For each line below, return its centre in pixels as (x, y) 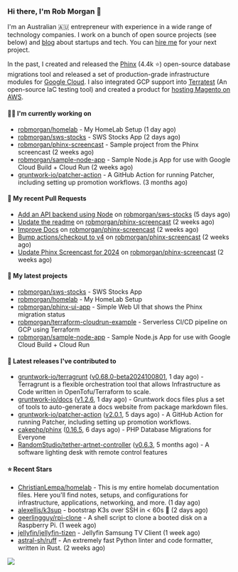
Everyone (32, 438)
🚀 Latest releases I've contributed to (62, 361)
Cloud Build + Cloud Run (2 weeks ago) (75, 167)
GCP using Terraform (49, 329)
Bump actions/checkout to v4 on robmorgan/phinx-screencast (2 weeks (123, 237)
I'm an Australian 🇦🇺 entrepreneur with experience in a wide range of (110, 27)
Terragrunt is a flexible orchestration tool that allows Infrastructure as (119, 384)
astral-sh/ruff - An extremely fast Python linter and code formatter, (115, 541)
